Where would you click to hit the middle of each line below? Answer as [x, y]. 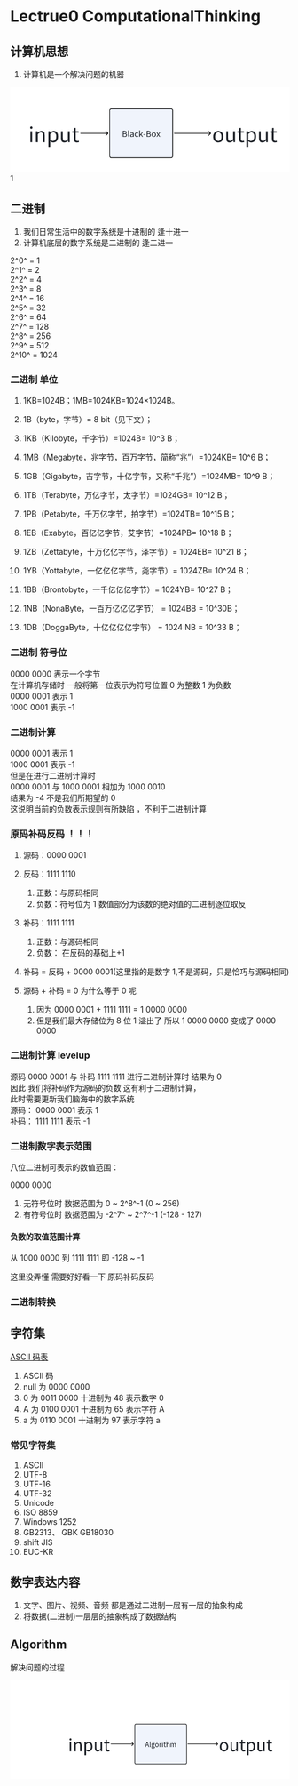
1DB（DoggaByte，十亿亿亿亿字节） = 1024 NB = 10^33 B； [132, 628]
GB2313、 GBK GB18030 [68, 1533]
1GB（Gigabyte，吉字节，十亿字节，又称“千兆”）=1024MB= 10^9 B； [149, 477]
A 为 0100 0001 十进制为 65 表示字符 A [94, 1409]
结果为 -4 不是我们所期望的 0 [63, 798]
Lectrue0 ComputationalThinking [135, 16]
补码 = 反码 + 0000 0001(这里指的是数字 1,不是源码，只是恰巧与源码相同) [156, 972]
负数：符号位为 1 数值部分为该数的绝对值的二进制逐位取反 [141, 904]
